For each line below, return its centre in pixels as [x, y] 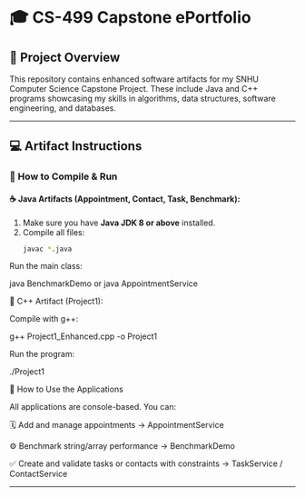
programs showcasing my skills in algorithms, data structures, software [143, 98]
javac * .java [47, 249]
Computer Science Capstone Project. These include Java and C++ [134, 89]
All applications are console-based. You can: [93, 407]
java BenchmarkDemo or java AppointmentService [103, 283]
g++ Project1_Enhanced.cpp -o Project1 [84, 336]
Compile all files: [54, 232]
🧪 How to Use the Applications [67, 389]
